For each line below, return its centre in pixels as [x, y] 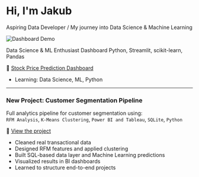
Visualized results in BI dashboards [57, 162]
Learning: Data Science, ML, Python [59, 79]
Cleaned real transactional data [53, 143]
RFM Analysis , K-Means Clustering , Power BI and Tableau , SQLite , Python [94, 120]
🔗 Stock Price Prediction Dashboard [50, 68]
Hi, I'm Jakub [39, 11]
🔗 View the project [29, 131]
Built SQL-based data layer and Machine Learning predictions [90, 155]
